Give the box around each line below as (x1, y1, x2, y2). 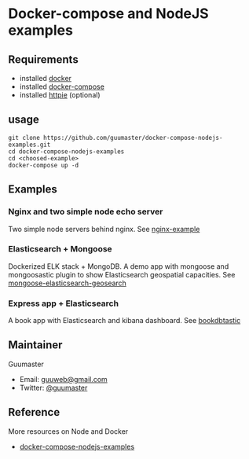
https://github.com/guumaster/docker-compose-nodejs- (42, 134, 223, 141)
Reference (8, 406, 60, 419)
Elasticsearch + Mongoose (8, 244, 112, 255)
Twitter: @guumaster (19, 383, 88, 392)
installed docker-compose (19, 82, 104, 91)
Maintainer (8, 339, 63, 352)
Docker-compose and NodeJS (8, 5, 210, 23)
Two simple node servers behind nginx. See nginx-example (8, 224, 200, 233)
